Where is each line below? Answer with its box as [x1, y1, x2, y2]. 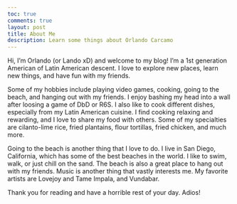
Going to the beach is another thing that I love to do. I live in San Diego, [7, 144, 216, 153]
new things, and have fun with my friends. [7, 72, 130, 80]
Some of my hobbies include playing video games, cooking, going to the [7, 85, 219, 94]
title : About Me [7, 30, 56, 38]
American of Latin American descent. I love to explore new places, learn [7, 64, 218, 73]
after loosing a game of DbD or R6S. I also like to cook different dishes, [7, 100, 216, 109]
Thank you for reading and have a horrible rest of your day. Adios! [7, 188, 201, 197]
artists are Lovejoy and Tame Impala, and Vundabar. [7, 175, 160, 183]
